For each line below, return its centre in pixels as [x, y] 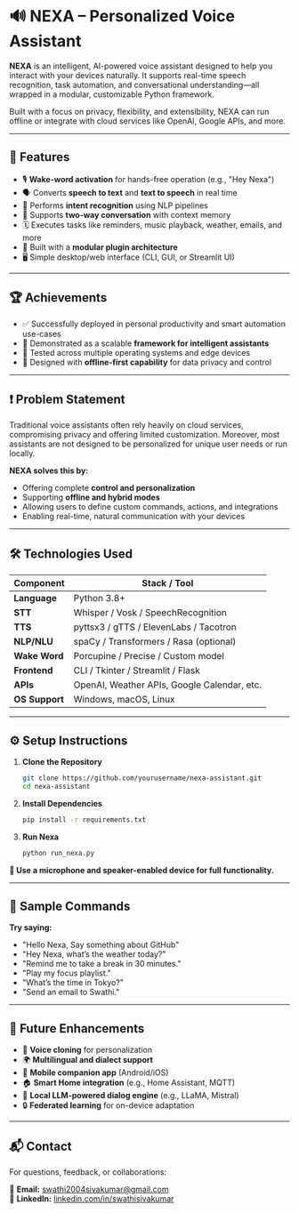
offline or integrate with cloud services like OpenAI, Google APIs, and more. [148, 121]
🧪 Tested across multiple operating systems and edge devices [136, 352]
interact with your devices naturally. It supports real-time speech [128, 75]
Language [36, 598]
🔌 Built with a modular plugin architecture [100, 247]
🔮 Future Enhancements [77, 1028]
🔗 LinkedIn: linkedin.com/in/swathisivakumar [92, 1198]
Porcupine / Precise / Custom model [149, 656]
